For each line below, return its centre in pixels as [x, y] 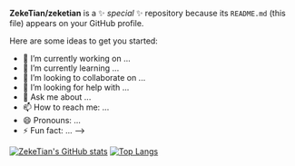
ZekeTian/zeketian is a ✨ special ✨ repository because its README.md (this [147, 13]
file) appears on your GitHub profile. [77, 23]
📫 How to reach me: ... [66, 107]
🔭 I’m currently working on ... [76, 59]
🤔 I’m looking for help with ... [76, 87]
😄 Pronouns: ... [52, 120]
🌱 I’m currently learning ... [71, 68]
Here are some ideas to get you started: [84, 41]
